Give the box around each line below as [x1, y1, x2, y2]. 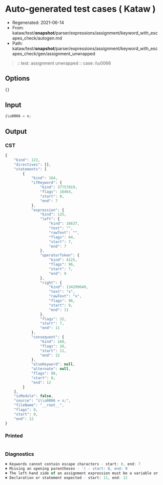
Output [5, 127, 27, 135]
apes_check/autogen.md [12, 35, 62, 41]
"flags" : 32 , [40, 316, 67, 321]
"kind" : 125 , [40, 212, 67, 217]
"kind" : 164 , [31, 176, 58, 181]
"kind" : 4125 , [48, 257, 78, 262]
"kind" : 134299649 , [48, 285, 89, 290]
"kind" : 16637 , [48, 221, 80, 226]
